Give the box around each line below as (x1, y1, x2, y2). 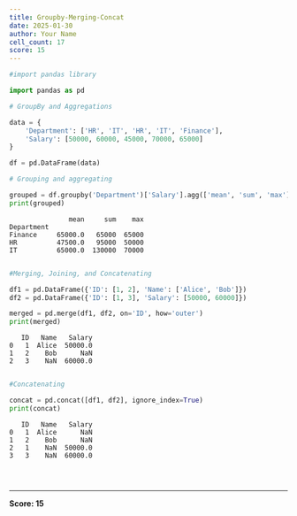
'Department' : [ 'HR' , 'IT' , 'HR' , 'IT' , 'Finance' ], (25, 126, 224, 135)
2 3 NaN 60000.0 (9, 357, 93, 366)
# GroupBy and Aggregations (9, 102, 113, 111)
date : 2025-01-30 (9, 21, 73, 30)
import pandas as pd (9, 86, 86, 95)
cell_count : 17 (9, 37, 65, 47)
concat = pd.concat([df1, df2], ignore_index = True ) (9, 396, 203, 404)
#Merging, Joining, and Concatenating (9, 269, 152, 278)
